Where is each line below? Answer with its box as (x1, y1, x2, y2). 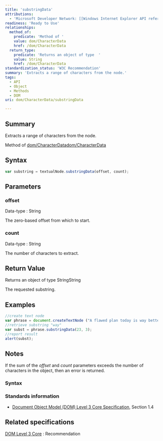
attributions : (5, 12, 34, 17)
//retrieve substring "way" (5, 322, 62, 327)
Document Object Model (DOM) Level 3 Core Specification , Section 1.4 (12, 404, 154, 410)
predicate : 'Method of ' (14, 35, 64, 39)
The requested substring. (5, 286, 56, 292)
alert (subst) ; (5, 336, 34, 341)
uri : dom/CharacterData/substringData (5, 98, 83, 103)
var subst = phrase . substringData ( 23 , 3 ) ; (5, 327, 92, 332)
